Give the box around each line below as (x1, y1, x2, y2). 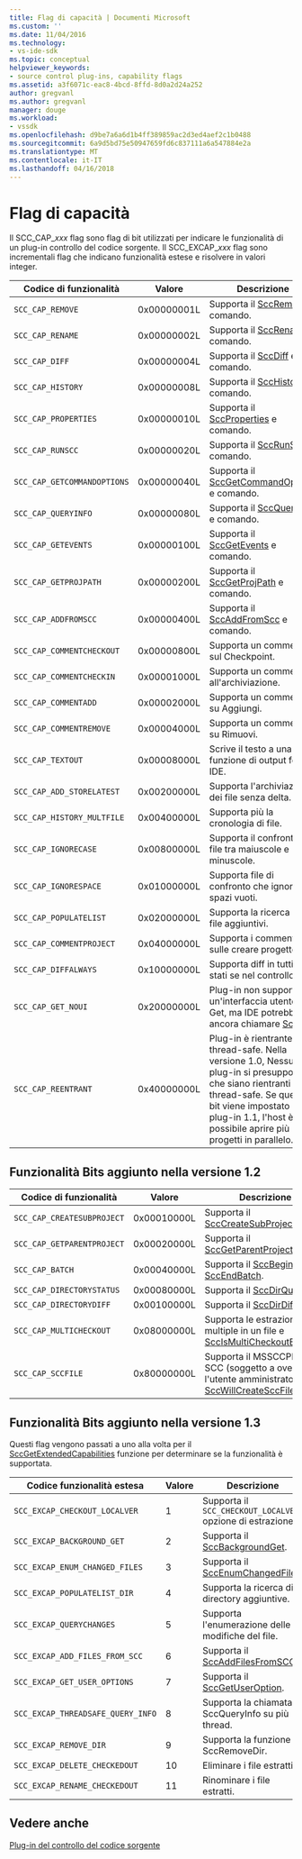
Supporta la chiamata (201, 1696, 293, 1709)
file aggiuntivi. (209, 917, 269, 930)
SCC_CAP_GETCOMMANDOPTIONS (13, 477, 129, 488)
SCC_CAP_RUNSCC (13, 445, 79, 456)
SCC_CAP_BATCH (13, 1265, 75, 1275)
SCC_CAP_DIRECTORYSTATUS (13, 1285, 120, 1296)
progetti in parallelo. (209, 1134, 294, 1146)
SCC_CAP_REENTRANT (13, 1084, 93, 1095)
